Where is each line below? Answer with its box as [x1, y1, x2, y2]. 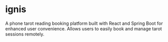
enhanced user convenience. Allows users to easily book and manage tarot [5, 25, 162, 31]
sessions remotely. [5, 31, 45, 37]
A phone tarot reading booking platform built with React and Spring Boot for [5, 20, 163, 26]
